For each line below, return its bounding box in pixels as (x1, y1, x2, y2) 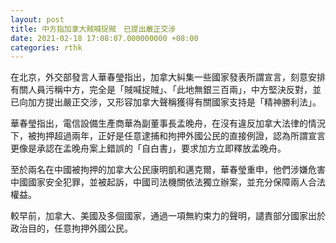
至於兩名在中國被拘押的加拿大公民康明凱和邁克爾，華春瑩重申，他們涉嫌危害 (10, 164, 326, 176)
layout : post (10, 14, 65, 25)
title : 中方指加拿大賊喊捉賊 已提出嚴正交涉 (10, 24, 177, 34)
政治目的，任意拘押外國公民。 (10, 222, 133, 235)
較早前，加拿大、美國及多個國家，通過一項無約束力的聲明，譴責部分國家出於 (10, 210, 326, 222)
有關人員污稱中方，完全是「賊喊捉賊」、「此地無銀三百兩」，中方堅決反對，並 (10, 84, 322, 96)
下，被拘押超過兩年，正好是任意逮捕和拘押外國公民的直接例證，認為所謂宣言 (10, 130, 326, 142)
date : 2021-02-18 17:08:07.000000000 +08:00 (10, 33, 199, 43)
